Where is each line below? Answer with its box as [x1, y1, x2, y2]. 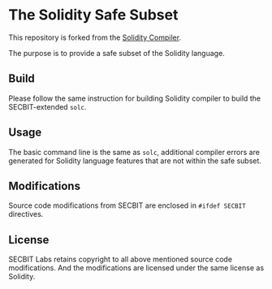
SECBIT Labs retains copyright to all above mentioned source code [8, 254, 233, 265]
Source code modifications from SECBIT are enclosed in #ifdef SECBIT [8, 201, 246, 210]
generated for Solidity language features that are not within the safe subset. [8, 156, 262, 166]
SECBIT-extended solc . [8, 101, 87, 111]
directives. [8, 209, 44, 219]
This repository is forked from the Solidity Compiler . [8, 32, 181, 42]
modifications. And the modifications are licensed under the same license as [8, 263, 265, 273]
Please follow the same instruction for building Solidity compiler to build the [8, 93, 261, 103]
